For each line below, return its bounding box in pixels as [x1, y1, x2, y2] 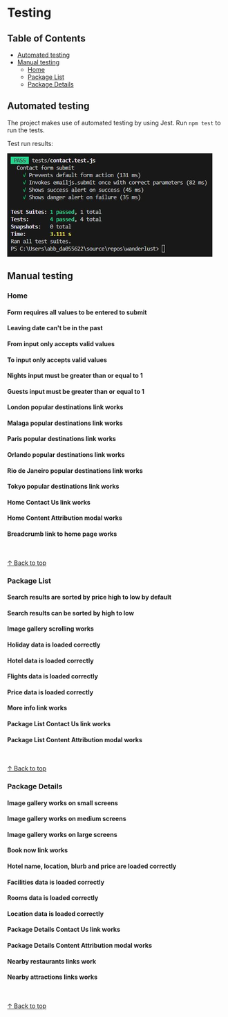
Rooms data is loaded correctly [7, 894, 99, 902]
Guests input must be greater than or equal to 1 [7, 387, 145, 395]
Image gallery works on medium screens [7, 815, 126, 823]
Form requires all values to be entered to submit [7, 308, 147, 316]
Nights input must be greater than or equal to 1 [7, 372, 143, 380]
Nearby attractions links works [7, 973, 98, 981]
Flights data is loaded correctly [7, 672, 99, 681]
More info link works [7, 704, 68, 712]
